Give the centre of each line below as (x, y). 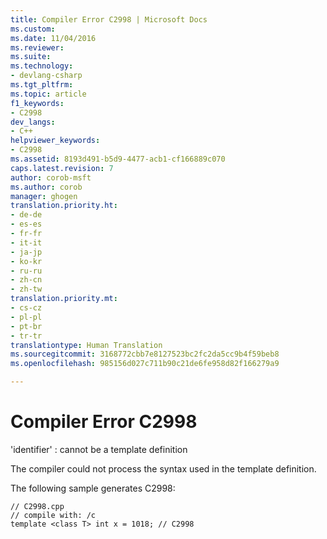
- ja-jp (26, 252)
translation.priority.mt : (64, 299)
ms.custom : (33, 29)
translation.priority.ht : (64, 206)
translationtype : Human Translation (86, 345)
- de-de (26, 215)
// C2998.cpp (37, 506)
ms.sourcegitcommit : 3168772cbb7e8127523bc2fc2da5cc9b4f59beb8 (145, 354)
